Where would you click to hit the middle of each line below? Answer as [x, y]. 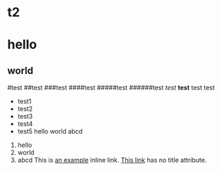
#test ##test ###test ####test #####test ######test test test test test [111, 88]
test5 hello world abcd [50, 131]
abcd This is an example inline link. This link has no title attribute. [112, 160]
